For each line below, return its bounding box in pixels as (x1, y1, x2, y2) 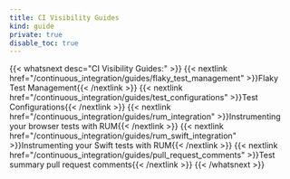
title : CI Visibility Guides (9, 13, 120, 23)
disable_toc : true (9, 38, 79, 48)
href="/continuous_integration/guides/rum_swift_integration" (9, 130, 237, 141)
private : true (9, 30, 63, 39)
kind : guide (9, 22, 54, 31)
